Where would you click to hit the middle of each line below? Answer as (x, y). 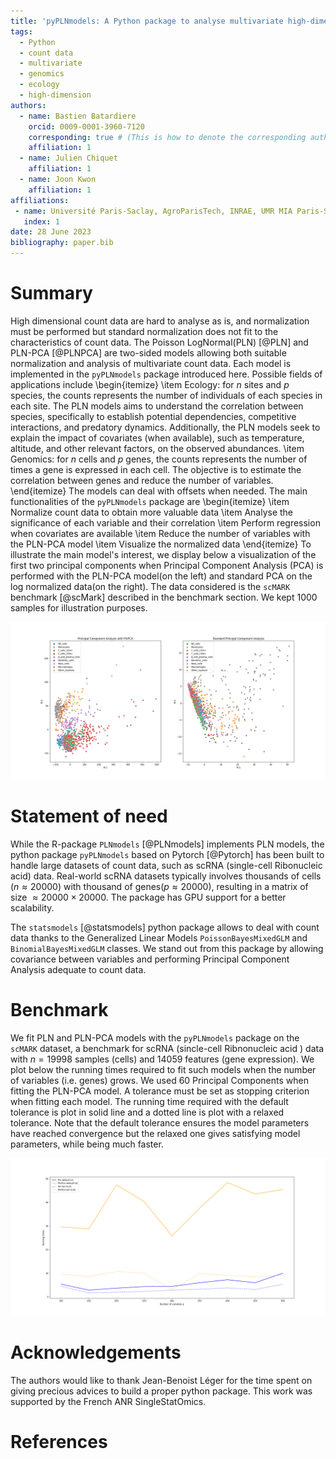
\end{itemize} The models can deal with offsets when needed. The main (159, 491)
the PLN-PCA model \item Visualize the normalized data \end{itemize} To (161, 544)
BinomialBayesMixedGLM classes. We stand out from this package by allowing (167, 948)
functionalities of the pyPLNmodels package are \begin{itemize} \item (150, 501)
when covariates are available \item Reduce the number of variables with (160, 533)
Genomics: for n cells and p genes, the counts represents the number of (159, 459)
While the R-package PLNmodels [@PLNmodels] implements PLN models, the (167, 844)
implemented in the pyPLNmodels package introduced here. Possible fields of (166, 374)
